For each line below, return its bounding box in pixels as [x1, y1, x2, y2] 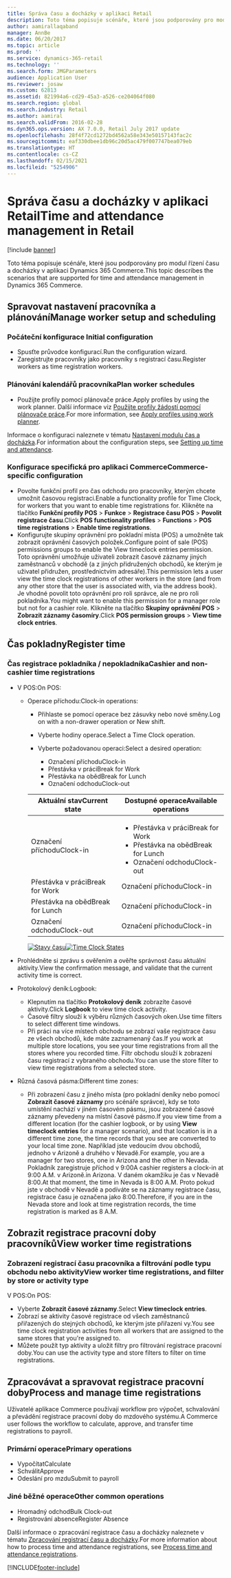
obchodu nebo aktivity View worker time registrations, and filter [7, 1267, 224, 1276]
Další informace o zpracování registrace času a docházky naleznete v [7, 1528, 204, 1536]
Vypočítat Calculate [16, 1460, 71, 1468]
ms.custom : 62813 [7, 87, 57, 94]
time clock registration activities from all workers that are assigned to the [16, 1327, 224, 1335]
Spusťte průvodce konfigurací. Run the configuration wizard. [16, 348, 187, 356]
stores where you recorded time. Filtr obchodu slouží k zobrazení [27, 1048, 212, 1057]
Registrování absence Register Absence [16, 1515, 129, 1523]
